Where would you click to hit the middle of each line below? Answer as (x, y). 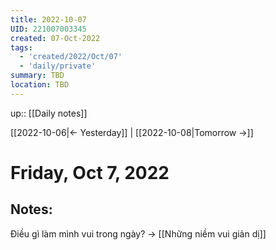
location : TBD (40, 85)
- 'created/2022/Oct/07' (71, 57)
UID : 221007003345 (48, 29)
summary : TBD (37, 76)
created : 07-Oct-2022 (55, 38)
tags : (21, 47)
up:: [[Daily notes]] (49, 113)
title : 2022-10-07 (48, 19)
